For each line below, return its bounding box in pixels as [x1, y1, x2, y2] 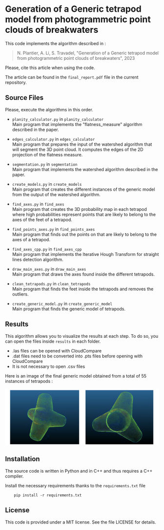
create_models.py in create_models [12, 181, 82, 187]
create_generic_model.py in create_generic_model [12, 301, 113, 306]
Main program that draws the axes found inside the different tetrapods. [12, 271, 155, 277]
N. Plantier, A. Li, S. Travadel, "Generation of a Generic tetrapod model [17, 50, 159, 56]
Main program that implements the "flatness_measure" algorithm [12, 121, 143, 127]
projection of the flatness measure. [12, 151, 83, 157]
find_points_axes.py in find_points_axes [12, 226, 95, 232]
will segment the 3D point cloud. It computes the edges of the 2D [12, 146, 143, 152]
